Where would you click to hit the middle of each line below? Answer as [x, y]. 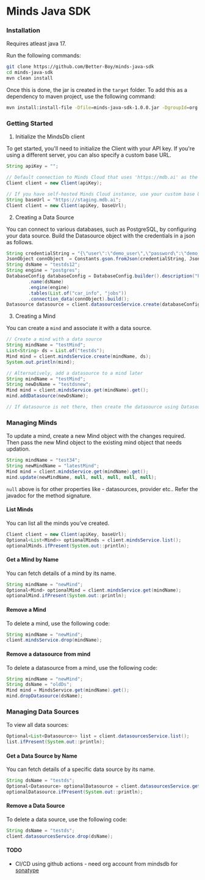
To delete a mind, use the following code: [58, 623]
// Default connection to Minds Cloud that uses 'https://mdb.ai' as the [102, 178]
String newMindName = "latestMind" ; [53, 466]
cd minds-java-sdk [30, 73]
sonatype [27, 870]
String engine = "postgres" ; [43, 271]
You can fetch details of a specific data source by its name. [81, 769]
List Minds [20, 510]
